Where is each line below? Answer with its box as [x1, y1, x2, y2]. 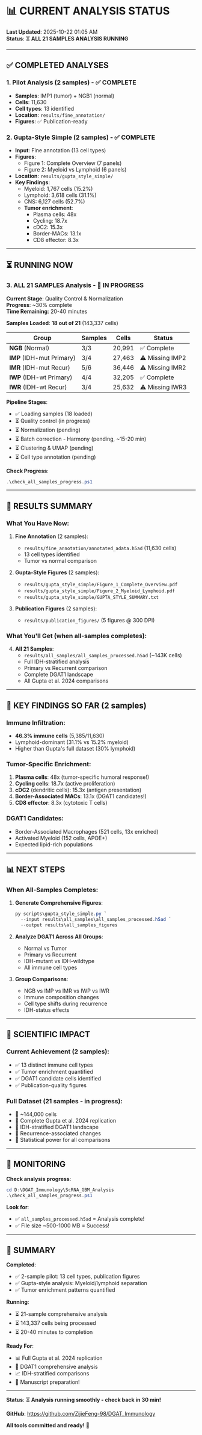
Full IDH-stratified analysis [23, 658, 90, 665]
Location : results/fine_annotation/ [14, 111, 105, 119]
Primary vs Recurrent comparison [23, 665, 108, 672]
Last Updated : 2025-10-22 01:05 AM [6, 28, 98, 36]
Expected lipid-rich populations [14, 840, 93, 848]
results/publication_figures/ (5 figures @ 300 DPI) [23, 617, 155, 624]
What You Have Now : [6, 519, 70, 527]
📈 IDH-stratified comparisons [14, 1370, 90, 1377]
